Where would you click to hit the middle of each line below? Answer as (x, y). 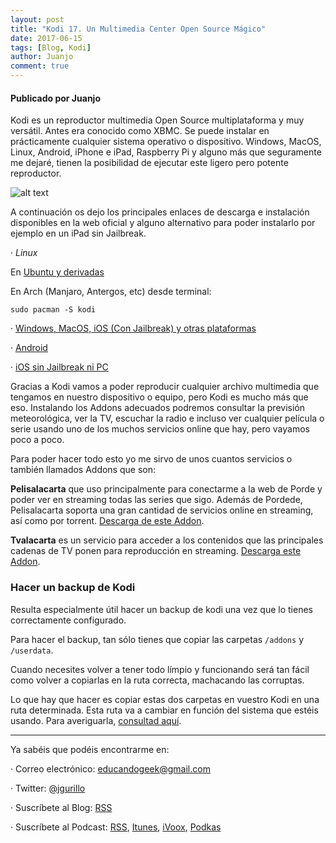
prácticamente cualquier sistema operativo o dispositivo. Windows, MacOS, (166, 142)
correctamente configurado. (68, 620)
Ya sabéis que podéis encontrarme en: (90, 749)
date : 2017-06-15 (46, 38)
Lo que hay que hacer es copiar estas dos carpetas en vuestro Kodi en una (165, 699)
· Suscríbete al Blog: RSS (61, 807)
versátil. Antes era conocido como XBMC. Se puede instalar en (140, 131)
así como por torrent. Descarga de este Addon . (107, 521)
